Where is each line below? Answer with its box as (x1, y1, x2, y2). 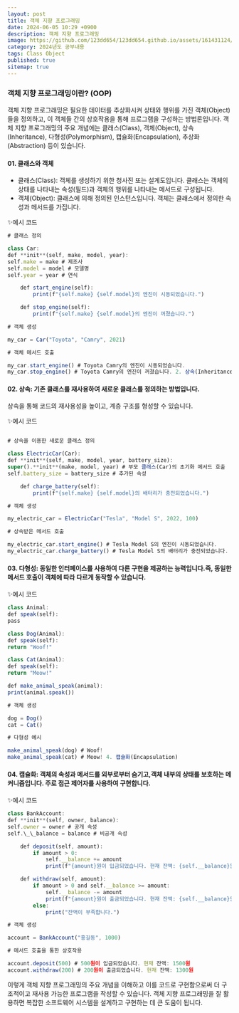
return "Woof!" (7, 644, 53, 651)
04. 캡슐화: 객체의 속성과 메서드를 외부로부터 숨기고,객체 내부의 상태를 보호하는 (7, 770, 224, 778)
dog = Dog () (7, 715, 43, 722)
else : (33, 902, 50, 909)
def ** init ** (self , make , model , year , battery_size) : (7, 457, 174, 464)
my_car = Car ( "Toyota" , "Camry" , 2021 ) (7, 336, 126, 343)
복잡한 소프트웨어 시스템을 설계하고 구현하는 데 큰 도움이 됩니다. (26, 998, 203, 1007)
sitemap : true (7, 63, 50, 70)
